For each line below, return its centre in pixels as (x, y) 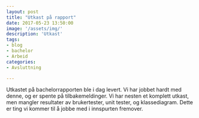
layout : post (22, 12)
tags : (13, 40)
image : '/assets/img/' (34, 28)
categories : (21, 62)
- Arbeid (17, 56)
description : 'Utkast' (34, 34)
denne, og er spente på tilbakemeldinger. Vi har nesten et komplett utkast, (98, 96)
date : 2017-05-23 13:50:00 (40, 23)
